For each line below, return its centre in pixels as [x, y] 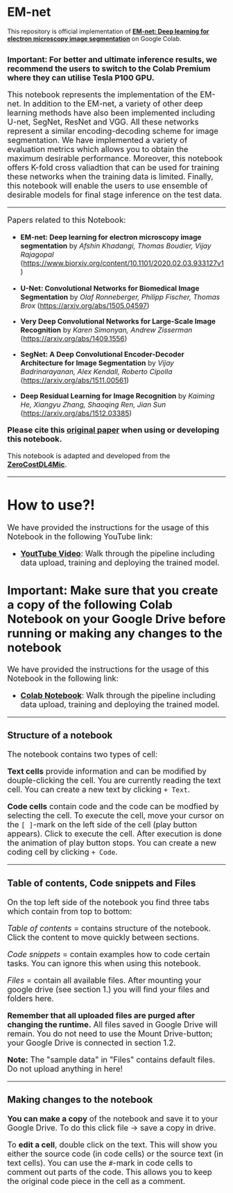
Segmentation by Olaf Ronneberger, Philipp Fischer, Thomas [120, 297]
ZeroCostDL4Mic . [37, 464]
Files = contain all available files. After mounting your [104, 980]
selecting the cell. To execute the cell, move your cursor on [115, 816]
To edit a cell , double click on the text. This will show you [112, 1145]
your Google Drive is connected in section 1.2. [92, 1043]
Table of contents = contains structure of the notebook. [109, 928]
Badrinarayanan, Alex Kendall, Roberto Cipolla [96, 372]
